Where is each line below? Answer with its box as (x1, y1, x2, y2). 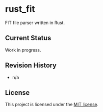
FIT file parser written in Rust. (5, 20, 65, 26)
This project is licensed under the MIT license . (5, 102, 99, 108)
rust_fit (5, 3, 35, 15)
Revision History (5, 61, 57, 70)
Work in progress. (5, 47, 41, 53)
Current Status (5, 34, 51, 42)
